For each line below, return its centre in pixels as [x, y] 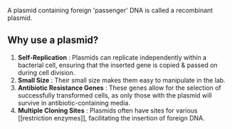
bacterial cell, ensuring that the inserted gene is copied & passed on [118, 65]
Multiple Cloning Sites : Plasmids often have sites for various [107, 110]
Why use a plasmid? [53, 40]
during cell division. [46, 72]
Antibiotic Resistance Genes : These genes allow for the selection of [120, 88]
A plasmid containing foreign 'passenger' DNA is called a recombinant [110, 10]
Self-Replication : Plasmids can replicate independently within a [112, 57]
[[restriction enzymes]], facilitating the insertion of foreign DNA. [111, 118]
